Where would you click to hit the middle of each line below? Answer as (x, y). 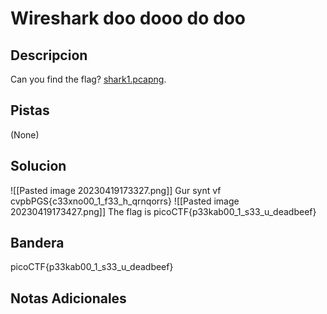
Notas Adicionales (68, 298)
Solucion (38, 166)
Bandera (37, 243)
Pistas (30, 110)
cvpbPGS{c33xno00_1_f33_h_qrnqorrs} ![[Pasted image (125, 201)
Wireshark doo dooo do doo (128, 18)
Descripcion (49, 55)
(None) (25, 134)
